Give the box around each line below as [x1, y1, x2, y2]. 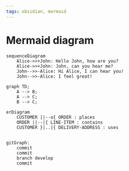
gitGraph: [6, 139, 30, 146]
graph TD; [6, 83, 30, 89]
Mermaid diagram [6, 33, 95, 47]
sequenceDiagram [6, 53, 46, 59]
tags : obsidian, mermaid [6, 8, 67, 15]
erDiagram [6, 109, 30, 115]
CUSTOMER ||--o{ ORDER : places [16, 114, 95, 120]
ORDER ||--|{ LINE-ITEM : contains [16, 119, 103, 125]
